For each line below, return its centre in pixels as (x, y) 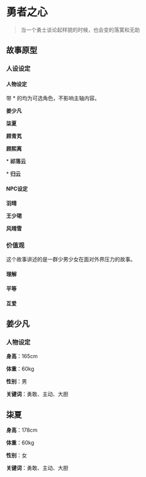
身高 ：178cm (22, 430)
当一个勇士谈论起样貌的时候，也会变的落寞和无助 (80, 30)
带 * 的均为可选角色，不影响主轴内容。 (53, 98)
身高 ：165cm (22, 356)
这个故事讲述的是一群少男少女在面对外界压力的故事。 (71, 259)
